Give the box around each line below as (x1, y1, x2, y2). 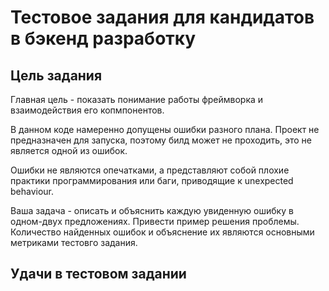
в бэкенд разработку (10, 27, 197, 50)
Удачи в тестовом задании (10, 266, 187, 283)
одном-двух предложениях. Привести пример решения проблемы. (10, 216, 300, 227)
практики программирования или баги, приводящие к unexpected (10, 175, 294, 186)
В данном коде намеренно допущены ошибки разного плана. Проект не (10, 124, 320, 135)
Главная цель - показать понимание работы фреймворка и (10, 94, 264, 105)
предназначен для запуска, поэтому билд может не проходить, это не (10, 134, 312, 146)
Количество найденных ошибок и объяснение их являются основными (10, 226, 315, 238)
